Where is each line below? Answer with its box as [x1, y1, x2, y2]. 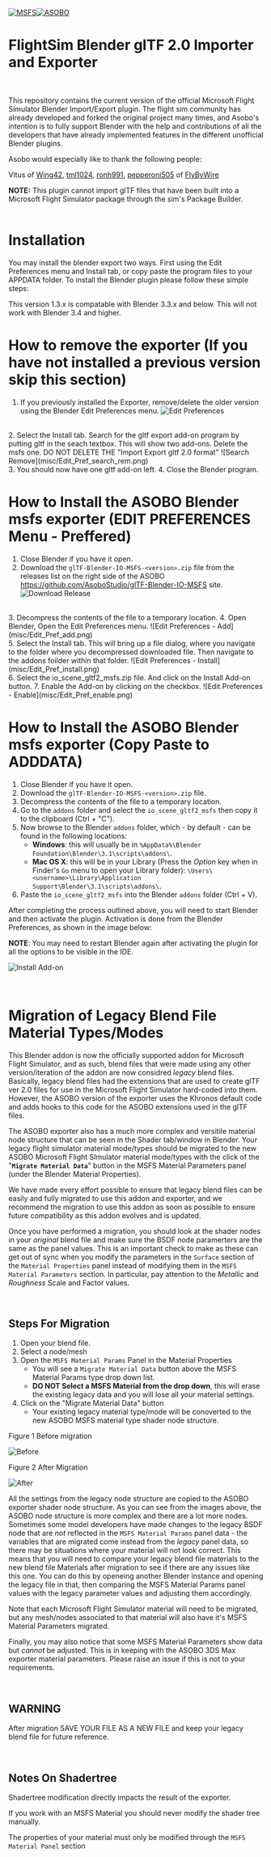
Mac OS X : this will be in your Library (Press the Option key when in [32, 857, 258, 866]
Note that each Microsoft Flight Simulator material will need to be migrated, [8, 1604, 259, 1614]
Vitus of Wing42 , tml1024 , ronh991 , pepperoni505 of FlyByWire [8, 170, 220, 180]
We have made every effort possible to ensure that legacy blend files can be [8, 1185, 263, 1195]
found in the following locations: [19, 831, 128, 840]
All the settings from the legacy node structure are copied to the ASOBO [8, 1494, 249, 1504]
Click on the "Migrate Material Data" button [19, 1398, 164, 1408]
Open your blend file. [19, 1339, 91, 1348]
